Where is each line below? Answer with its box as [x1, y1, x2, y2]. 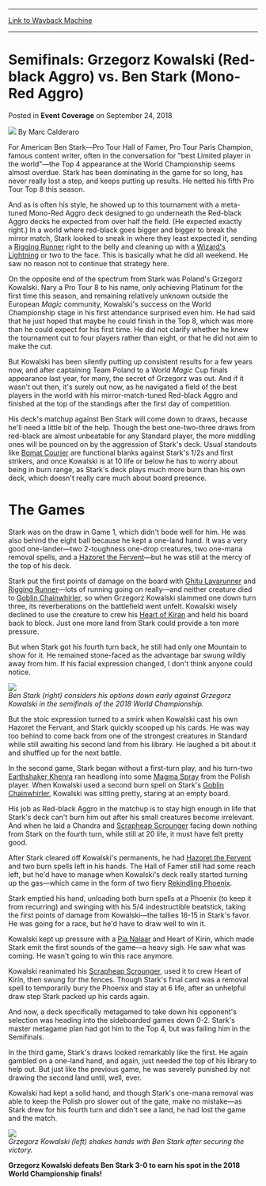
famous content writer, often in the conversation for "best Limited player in [8, 151, 252, 160]
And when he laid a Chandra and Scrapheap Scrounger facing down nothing [8, 821, 257, 830]
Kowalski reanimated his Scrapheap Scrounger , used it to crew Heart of [8, 966, 241, 975]
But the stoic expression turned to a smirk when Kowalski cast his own [8, 714, 238, 723]
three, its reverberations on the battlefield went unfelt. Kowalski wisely [8, 601, 237, 611]
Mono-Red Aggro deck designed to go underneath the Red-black [28, 208, 242, 218]
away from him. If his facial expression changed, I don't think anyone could [8, 658, 253, 668]
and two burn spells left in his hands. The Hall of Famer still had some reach [8, 861, 256, 871]
